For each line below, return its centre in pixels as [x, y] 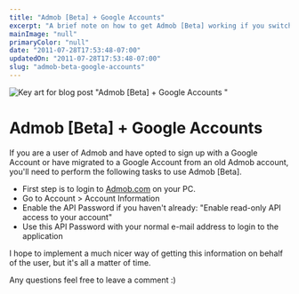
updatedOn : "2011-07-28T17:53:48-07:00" [85, 59]
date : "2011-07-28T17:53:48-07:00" [75, 51]
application [43, 235]
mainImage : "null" [43, 34]
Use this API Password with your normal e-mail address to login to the [150, 226]
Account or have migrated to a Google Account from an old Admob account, [149, 162]
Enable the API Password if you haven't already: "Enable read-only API [152, 207]
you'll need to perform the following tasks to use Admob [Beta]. [125, 171]
